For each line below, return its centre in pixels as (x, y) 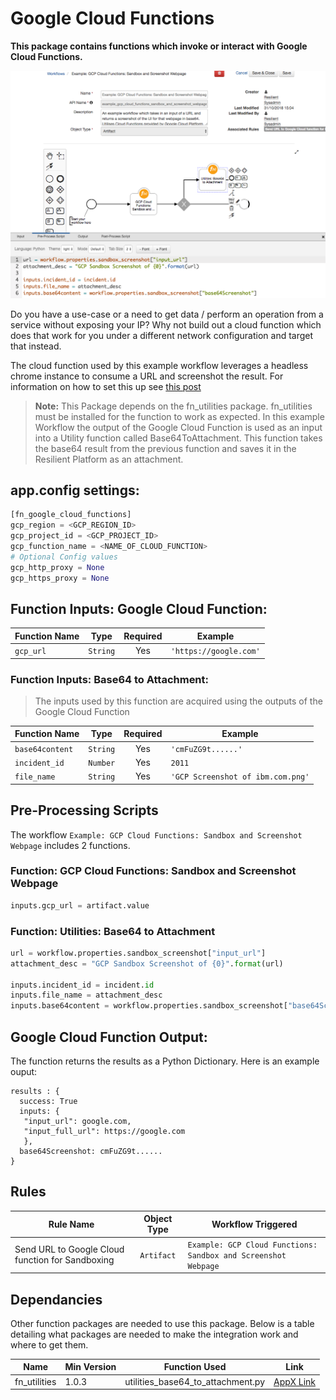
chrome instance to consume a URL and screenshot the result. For (147, 376)
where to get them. (49, 1344)
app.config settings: (75, 490)
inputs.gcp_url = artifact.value (80, 905)
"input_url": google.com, (77, 1122)
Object (158, 1219)
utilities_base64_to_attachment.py (195, 1381)
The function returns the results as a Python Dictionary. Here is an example (165, 1061)
